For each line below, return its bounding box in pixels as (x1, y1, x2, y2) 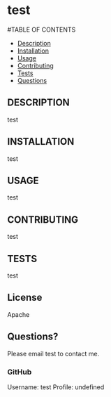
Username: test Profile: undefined (7, 382, 105, 391)
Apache (7, 310, 30, 318)
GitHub (7, 367, 32, 377)
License (7, 292, 43, 304)
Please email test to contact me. (7, 349, 100, 358)
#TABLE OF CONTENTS (7, 25, 76, 34)
